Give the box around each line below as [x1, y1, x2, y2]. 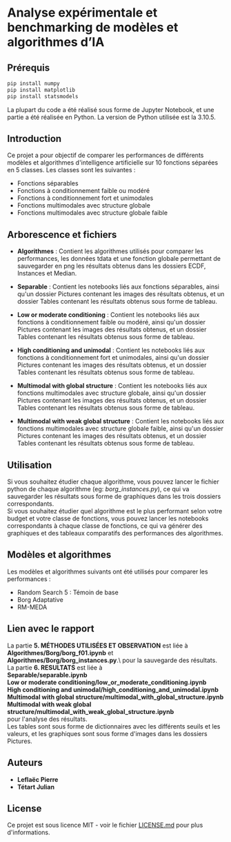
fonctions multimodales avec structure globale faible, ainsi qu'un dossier [17, 424, 224, 433]
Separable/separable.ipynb [7, 670, 88, 679]
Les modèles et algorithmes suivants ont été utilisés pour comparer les [7, 567, 208, 576]
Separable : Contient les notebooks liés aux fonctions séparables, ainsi [17, 282, 219, 291]
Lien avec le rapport [7, 623, 94, 634]
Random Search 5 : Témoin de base [17, 588, 119, 596]
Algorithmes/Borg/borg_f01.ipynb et [7, 648, 114, 657]
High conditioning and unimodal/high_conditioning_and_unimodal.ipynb [7, 685, 219, 693]
